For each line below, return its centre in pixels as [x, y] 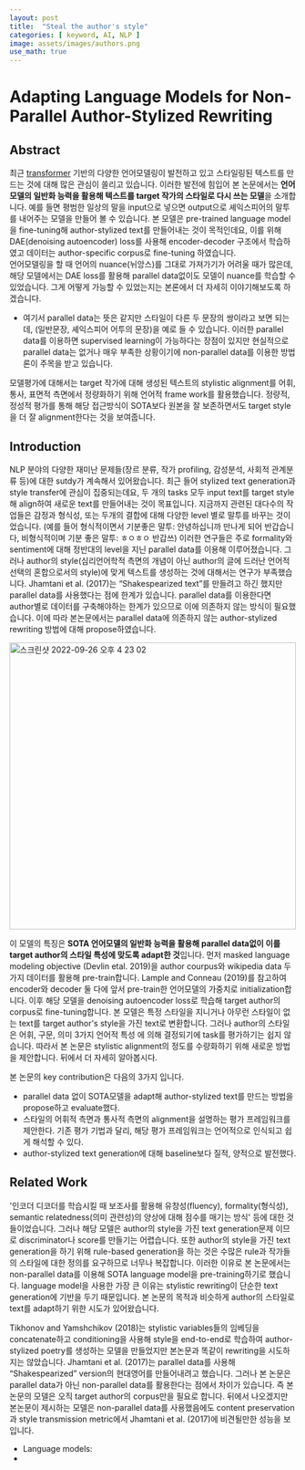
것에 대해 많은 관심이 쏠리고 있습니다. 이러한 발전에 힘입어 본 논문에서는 [152, 184]
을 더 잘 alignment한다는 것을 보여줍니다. [82, 417]
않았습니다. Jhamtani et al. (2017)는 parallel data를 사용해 [131, 1361]
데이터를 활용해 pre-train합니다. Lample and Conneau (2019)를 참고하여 [156, 977]
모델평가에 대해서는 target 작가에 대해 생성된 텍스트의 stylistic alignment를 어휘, [152, 383]
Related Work [49, 1183]
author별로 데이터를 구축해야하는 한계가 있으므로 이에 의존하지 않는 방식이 [141, 606]
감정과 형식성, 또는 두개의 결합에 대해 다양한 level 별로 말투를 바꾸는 [154, 515]
